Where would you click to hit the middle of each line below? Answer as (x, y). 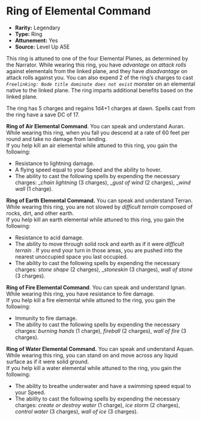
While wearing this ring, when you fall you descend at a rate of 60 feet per (98, 133)
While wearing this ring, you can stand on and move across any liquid (92, 355)
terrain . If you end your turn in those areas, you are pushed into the (99, 250)
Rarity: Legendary (37, 28)
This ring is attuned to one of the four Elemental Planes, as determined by (97, 58)
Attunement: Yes (36, 40)
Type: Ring (28, 34)
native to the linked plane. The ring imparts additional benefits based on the (100, 90)
